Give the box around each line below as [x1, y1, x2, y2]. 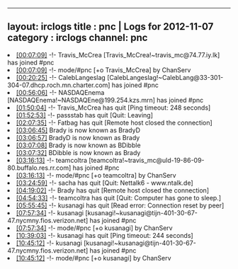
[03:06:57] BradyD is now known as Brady [16, 133, 140, 142]
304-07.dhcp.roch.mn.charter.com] [7, 81, 110, 89]
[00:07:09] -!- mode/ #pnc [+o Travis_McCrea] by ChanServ [16, 65, 191, 74]
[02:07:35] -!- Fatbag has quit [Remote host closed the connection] [16, 118, 212, 127]
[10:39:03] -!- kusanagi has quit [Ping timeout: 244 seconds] [16, 231, 193, 239]
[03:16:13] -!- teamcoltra [16, 156, 87, 164]
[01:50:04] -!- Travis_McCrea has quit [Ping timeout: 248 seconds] [16, 103, 211, 112]
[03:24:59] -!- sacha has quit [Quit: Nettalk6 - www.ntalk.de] [16, 178, 193, 187]
